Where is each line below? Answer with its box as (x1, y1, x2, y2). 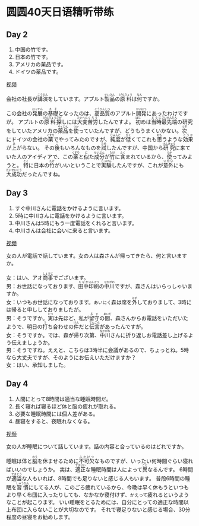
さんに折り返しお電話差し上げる (109, 331, 188, 338)
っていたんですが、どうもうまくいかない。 (78, 127, 182, 134)
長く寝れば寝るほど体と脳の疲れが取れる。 (14, 403, 119, 410)
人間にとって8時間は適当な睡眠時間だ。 (14, 395, 112, 403)
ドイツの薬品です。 (14, 68, 62, 75)
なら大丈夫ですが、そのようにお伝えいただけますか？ (6, 354, 137, 361)
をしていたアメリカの (6, 127, 58, 134)
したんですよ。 (97, 118, 135, 125)
